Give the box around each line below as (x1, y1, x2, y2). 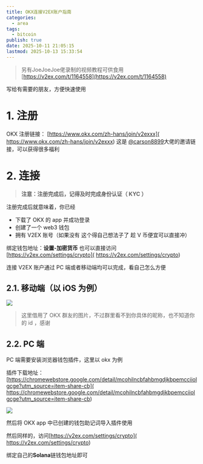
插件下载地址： (6, 369, 44, 376)
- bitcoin (12, 32, 36, 38)
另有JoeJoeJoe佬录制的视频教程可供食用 (21, 66, 124, 73)
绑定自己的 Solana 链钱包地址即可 (6, 451, 88, 459)
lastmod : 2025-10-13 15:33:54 (6, 49, 83, 55)
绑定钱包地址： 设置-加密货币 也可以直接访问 (6, 244, 117, 251)
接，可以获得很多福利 (6, 145, 59, 153)
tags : (6, 26, 20, 32)
